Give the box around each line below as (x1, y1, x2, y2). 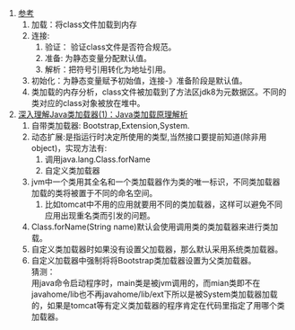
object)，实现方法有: (30, 143, 108, 153)
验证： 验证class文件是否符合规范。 (44, 41, 177, 52)
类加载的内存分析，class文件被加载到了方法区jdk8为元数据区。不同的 (30, 86, 287, 97)
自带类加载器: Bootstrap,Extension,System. (30, 120, 190, 130)
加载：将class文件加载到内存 (30, 19, 137, 30)
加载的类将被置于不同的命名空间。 (30, 188, 158, 198)
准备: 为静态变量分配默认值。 (44, 53, 152, 63)
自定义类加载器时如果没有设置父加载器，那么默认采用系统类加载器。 (30, 244, 283, 254)
